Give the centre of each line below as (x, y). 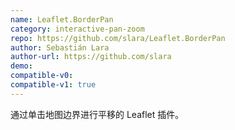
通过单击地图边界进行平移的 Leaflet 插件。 (97, 114)
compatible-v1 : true (53, 85)
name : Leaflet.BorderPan (62, 19)
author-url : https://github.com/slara (91, 57)
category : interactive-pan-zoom (77, 29)
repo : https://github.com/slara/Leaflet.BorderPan (118, 38)
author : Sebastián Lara (60, 47)
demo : (21, 66)
